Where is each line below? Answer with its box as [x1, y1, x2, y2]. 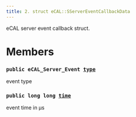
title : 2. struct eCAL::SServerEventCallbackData [6, 8, 131, 15]
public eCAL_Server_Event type [6, 66, 96, 73]
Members [6, 45, 54, 58]
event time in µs [6, 104, 45, 111]
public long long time [6, 92, 71, 99]
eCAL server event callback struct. [6, 25, 90, 32]
